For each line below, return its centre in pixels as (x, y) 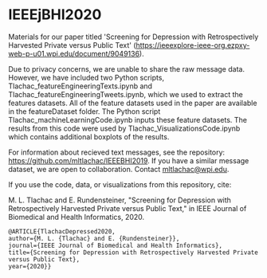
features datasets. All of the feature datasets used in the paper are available (133, 103)
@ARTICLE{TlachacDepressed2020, (62, 231)
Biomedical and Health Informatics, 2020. (77, 217)
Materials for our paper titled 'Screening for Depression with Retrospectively (133, 37)
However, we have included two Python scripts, (86, 77)
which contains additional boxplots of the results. (89, 136)
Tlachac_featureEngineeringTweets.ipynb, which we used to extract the (126, 94)
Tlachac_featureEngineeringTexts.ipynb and (80, 86)
